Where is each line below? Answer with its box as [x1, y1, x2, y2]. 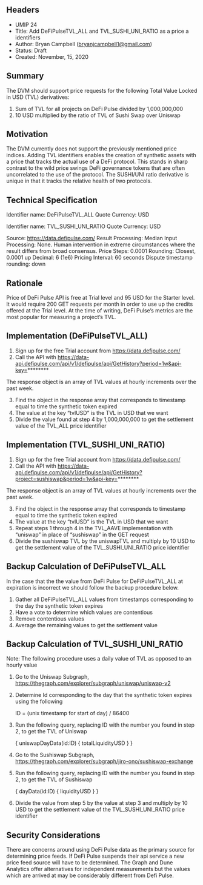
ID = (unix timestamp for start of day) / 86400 [15, 710, 130, 717]
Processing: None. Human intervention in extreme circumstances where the [6, 241, 196, 248]
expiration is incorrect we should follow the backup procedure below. [6, 584, 179, 591]
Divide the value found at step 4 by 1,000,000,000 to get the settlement [15, 416, 194, 423]
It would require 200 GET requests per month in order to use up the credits [6, 300, 193, 308]
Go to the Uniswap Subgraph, [15, 673, 90, 681]
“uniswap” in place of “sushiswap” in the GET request [15, 531, 150, 538]
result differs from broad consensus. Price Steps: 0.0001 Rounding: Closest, [6, 247, 196, 255]
